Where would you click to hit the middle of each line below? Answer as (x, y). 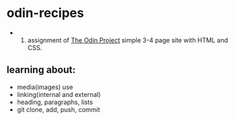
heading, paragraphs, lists (55, 102)
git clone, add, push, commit (58, 109)
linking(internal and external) (59, 94)
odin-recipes (45, 13)
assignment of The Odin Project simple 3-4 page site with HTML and (127, 40)
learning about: (41, 70)
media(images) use (45, 87)
